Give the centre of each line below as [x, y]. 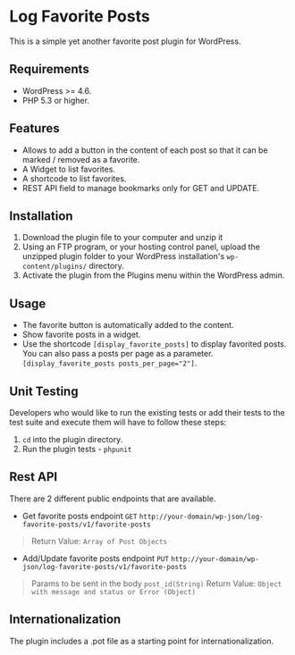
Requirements [49, 69]
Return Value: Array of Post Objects [99, 541]
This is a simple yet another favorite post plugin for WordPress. [125, 41]
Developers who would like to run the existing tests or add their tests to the [147, 412]
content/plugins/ [55, 267]
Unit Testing [44, 391]
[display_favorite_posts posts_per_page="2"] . [110, 363]
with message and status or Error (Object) [114, 592]
